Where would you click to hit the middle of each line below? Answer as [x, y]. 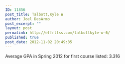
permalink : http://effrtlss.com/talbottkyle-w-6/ [58, 33]
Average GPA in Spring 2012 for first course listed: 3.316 [63, 56]
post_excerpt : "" [23, 24]
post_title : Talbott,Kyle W [34, 14]
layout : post [19, 28]
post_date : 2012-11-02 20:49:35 [39, 42]
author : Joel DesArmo [28, 19]
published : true [22, 38]
